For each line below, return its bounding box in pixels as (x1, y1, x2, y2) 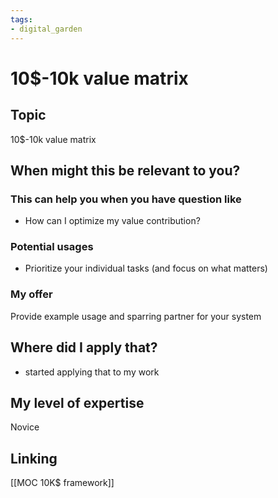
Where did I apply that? (10, 339, 158, 356)
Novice (10, 421, 40, 433)
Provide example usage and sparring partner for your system (10, 310, 262, 322)
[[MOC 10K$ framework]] (10, 477, 115, 489)
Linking (10, 450, 58, 467)
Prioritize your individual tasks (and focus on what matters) (24, 262, 268, 275)
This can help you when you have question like (10, 192, 242, 206)
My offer (10, 287, 53, 301)
